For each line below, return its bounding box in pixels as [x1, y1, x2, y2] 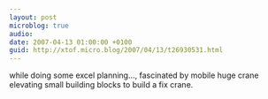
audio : [9, 29, 34, 38]
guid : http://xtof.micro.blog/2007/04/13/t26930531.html [9, 46, 224, 55]
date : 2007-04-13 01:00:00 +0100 [9, 37, 133, 47]
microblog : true [9, 21, 69, 30]
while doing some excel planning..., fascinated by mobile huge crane [9, 70, 259, 80]
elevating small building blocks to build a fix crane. [9, 80, 194, 90]
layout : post [9, 12, 57, 22]
